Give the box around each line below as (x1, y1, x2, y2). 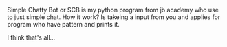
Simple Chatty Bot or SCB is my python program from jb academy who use (7, 6, 219, 14)
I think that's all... (7, 33, 56, 42)
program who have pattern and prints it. (7, 20, 120, 28)
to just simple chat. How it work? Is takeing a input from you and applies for (7, 13, 221, 21)
